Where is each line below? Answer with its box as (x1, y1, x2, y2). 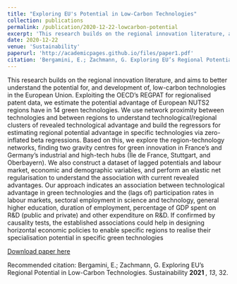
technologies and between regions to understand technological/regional (7, 113, 217, 122)
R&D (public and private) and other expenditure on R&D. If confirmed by (7, 211, 215, 219)
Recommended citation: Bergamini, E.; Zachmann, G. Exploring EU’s (7, 261, 205, 269)
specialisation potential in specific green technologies (7, 233, 164, 242)
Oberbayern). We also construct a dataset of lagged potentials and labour (7, 158, 221, 167)
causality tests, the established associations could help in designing (7, 218, 205, 227)
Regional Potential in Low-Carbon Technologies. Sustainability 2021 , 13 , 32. (7, 268, 229, 276)
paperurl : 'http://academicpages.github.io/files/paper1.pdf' (7, 50, 194, 57)
